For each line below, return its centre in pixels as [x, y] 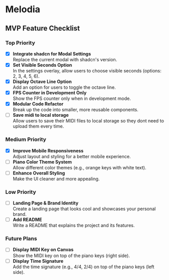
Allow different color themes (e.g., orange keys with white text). [79, 167]
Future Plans [21, 239]
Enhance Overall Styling [39, 173]
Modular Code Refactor [38, 104]
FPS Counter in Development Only [50, 93]
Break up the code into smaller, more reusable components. [76, 110]
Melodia [23, 9]
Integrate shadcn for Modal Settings [52, 54]
